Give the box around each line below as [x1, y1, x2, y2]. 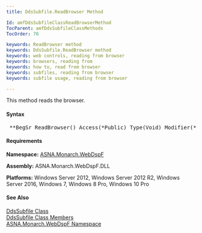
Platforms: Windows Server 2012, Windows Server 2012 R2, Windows [6, 174, 180, 181]
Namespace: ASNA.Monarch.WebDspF [6, 151, 104, 158]
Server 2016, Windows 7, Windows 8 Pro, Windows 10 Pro [6, 180, 149, 187]
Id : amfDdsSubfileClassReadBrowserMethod [6, 19, 112, 26]
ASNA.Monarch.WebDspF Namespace [6, 220, 102, 227]
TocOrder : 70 [6, 31, 39, 37]
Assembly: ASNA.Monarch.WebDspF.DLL [6, 162, 110, 169]
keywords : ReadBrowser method [6, 41, 82, 48]
